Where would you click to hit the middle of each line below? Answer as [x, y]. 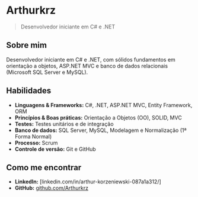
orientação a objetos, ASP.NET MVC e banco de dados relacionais [87, 66]
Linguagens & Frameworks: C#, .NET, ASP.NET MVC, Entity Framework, [103, 105]
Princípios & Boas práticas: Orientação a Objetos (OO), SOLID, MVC [98, 117]
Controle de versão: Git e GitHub [55, 149]
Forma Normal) [33, 136]
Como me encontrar [44, 167]
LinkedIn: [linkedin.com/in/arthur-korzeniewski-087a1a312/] [88, 182]
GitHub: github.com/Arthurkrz [52, 188]
